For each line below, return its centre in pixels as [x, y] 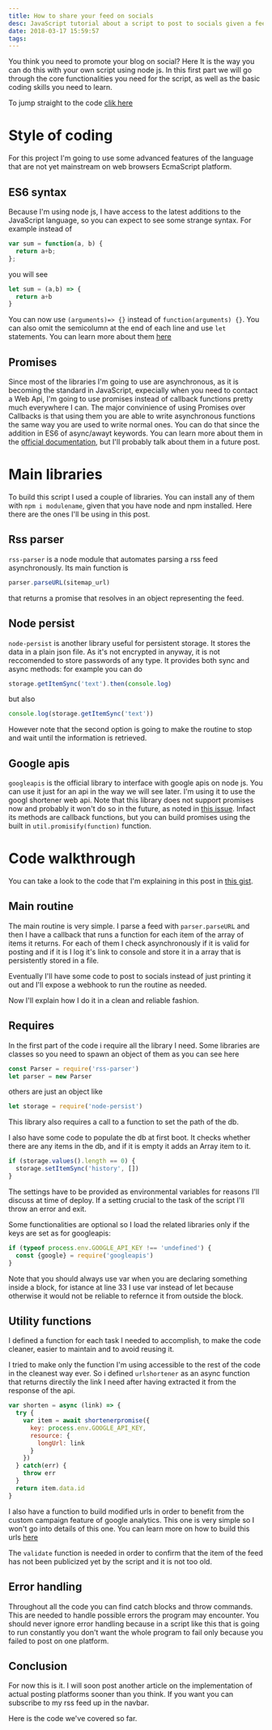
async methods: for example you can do [76, 669]
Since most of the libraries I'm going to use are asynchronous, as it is [123, 382]
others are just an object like [56, 1092]
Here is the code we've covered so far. [73, 1719]
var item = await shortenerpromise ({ [87, 1421]
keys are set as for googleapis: [59, 1233]
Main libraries [55, 475]
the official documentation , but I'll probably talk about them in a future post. [134, 442]
